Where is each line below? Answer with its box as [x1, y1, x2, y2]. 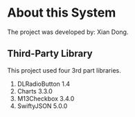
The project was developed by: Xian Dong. [7, 28, 129, 36]
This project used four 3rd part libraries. [7, 66, 121, 74]
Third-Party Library [7, 48, 93, 60]
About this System [7, 5, 116, 21]
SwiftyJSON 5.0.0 [17, 102, 68, 110]
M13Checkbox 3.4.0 [17, 94, 75, 102]
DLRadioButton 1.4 [17, 80, 71, 88]
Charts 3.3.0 [17, 87, 53, 95]
